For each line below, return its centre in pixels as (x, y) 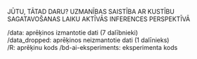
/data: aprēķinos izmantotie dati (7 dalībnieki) (73, 33)
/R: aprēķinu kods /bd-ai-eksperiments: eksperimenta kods (93, 47)
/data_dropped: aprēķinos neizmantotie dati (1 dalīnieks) (88, 40)
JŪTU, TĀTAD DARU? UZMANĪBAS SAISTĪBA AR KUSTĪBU (91, 12)
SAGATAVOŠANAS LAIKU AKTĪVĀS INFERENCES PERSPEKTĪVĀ (99, 19)
